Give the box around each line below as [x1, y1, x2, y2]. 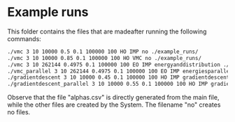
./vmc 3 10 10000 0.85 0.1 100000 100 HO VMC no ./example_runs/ [7, 54, 201, 61]
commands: [7, 34, 42, 43]
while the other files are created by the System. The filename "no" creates [7, 100, 221, 109]
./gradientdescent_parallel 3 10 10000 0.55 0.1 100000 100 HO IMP [7, 81, 208, 88]
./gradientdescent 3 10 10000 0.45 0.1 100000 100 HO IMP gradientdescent [7, 74, 230, 81]
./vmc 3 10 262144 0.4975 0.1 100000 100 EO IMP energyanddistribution [7, 61, 220, 68]
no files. [7, 108, 31, 116]
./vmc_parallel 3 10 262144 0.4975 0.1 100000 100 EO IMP [7, 68, 180, 75]
